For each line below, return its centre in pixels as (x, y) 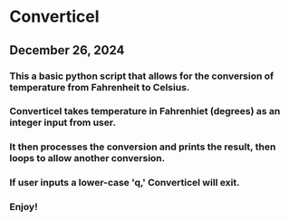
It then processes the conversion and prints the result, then (143, 147)
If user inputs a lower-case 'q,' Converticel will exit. (125, 183)
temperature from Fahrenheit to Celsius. (100, 87)
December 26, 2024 (67, 50)
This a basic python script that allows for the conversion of (142, 76)
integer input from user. (63, 122)
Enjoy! (24, 207)
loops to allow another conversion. (87, 159)
